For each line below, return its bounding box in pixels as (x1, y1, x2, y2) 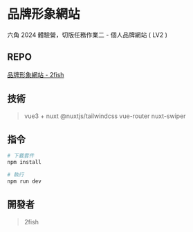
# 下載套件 (7, 152, 35, 160)
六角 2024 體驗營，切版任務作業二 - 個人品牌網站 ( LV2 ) (7, 31, 168, 39)
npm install (7, 159, 42, 166)
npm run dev (7, 178, 42, 185)
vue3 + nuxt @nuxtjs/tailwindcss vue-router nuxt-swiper (24, 112, 186, 120)
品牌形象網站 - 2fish (7, 70, 64, 78)
